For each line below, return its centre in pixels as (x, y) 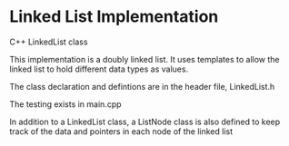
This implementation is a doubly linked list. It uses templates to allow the (144, 59)
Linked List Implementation (114, 17)
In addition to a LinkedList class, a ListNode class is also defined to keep (145, 122)
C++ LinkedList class (49, 42)
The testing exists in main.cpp (65, 104)
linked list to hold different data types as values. (99, 69)
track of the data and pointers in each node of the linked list (121, 131)
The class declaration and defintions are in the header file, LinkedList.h (142, 86)
